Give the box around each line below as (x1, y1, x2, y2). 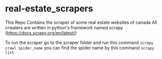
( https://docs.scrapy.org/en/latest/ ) (5, 30, 77, 36)
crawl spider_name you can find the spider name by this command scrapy (5, 45, 155, 51)
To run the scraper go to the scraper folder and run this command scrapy (5, 39, 154, 45)
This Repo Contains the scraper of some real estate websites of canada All (5, 19, 157, 25)
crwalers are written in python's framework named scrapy (5, 24, 123, 30)
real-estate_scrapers (5, 3, 93, 14)
